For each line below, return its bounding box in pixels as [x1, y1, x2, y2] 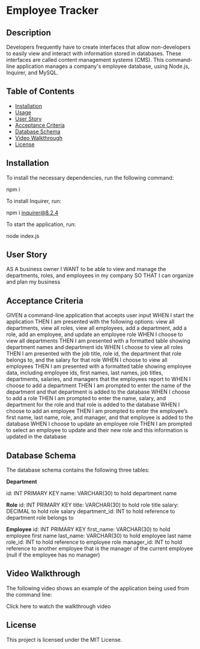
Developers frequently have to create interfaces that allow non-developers [6, 43, 191, 50]
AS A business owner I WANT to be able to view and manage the [6, 266, 166, 273]
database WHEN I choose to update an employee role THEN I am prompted [6, 420, 192, 427]
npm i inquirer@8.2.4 [6, 209, 59, 216]
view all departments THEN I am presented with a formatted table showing [6, 337, 190, 344]
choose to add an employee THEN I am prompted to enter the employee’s [6, 407, 188, 415]
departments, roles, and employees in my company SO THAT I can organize [6, 272, 194, 279]
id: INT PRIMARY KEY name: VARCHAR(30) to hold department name [6, 490, 177, 497]
